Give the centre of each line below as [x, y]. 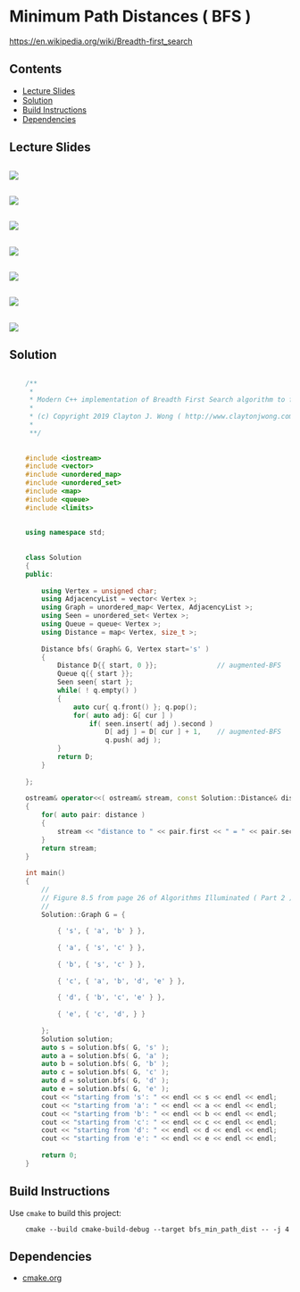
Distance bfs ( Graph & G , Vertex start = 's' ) [125, 649]
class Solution [54, 558]
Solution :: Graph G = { [83, 914]
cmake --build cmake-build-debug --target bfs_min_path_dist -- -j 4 [158, 1229]
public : [39, 574]
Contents [36, 69]
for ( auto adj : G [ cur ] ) [123, 715]
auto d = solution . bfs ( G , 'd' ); [105, 1081]
